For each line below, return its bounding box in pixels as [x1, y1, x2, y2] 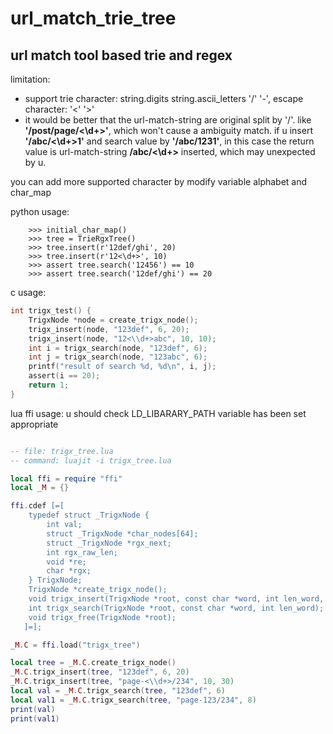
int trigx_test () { [10, 306, 92, 316]
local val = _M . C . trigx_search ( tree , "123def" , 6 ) [10, 686, 226, 696]
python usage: [10, 206, 70, 217]
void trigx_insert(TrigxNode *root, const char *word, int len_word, [28, 594, 325, 604]
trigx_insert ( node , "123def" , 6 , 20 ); [28, 324, 190, 334]
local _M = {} [10, 483, 70, 493]
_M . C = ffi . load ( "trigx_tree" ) [10, 640, 141, 650]
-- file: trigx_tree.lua [10, 446, 114, 456]
